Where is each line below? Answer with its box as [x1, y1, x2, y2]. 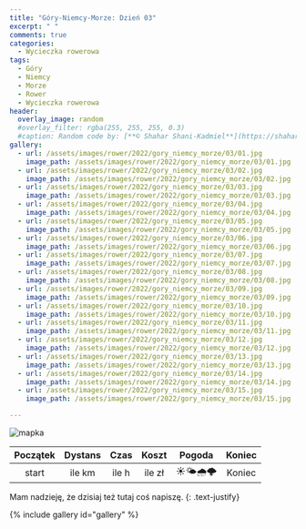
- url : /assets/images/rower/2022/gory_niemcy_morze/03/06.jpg [17, 233, 262, 242]
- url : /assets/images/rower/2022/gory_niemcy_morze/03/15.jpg [17, 386, 262, 395]
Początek [14, 449, 56, 461]
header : [9, 107, 39, 116]
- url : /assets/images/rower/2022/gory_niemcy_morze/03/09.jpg [17, 284, 262, 293]
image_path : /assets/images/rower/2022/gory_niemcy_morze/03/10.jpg [25, 310, 291, 319]
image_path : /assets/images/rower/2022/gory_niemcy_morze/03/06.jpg [25, 242, 291, 251]
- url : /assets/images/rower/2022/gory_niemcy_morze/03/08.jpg [17, 268, 262, 277]
